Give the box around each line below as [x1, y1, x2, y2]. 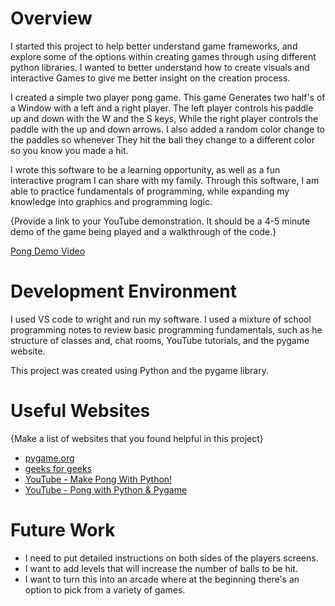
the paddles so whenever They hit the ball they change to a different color [10, 133, 315, 146]
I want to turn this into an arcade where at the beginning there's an [24, 573, 300, 585]
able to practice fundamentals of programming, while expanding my [10, 185, 290, 197]
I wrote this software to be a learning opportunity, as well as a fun [10, 163, 281, 176]
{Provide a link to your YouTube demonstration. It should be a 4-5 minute [10, 215, 311, 227]
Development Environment [10, 280, 237, 303]
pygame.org [24, 452, 75, 464]
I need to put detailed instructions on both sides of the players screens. [24, 552, 319, 564]
